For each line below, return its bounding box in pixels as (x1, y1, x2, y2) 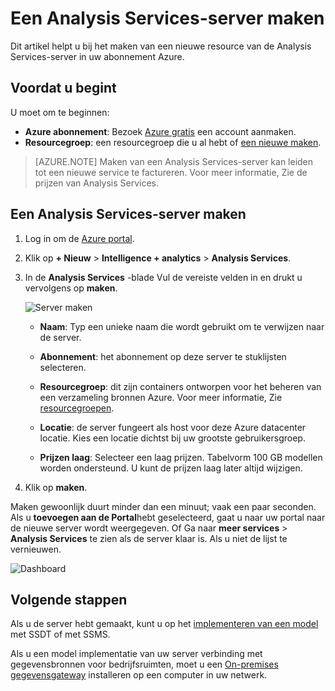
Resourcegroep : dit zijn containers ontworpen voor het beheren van (39, 380, 322, 392)
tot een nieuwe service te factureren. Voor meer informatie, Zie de (34, 166, 308, 178)
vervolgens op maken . (24, 282, 118, 294)
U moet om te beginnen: (10, 106, 110, 118)
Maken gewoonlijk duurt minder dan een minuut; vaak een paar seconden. (10, 500, 317, 512)
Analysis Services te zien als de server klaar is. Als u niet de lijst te (10, 532, 288, 544)
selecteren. (39, 361, 87, 373)
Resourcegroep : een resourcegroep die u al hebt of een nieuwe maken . (24, 136, 322, 148)
